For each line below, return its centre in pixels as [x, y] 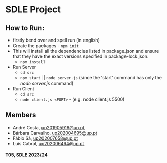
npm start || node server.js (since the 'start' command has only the [91, 78]
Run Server [24, 67]
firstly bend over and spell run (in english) [56, 40]
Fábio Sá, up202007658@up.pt [45, 138]
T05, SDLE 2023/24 [26, 155]
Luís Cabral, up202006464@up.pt [48, 143]
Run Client [23, 89]
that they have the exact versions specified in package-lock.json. [80, 56]
